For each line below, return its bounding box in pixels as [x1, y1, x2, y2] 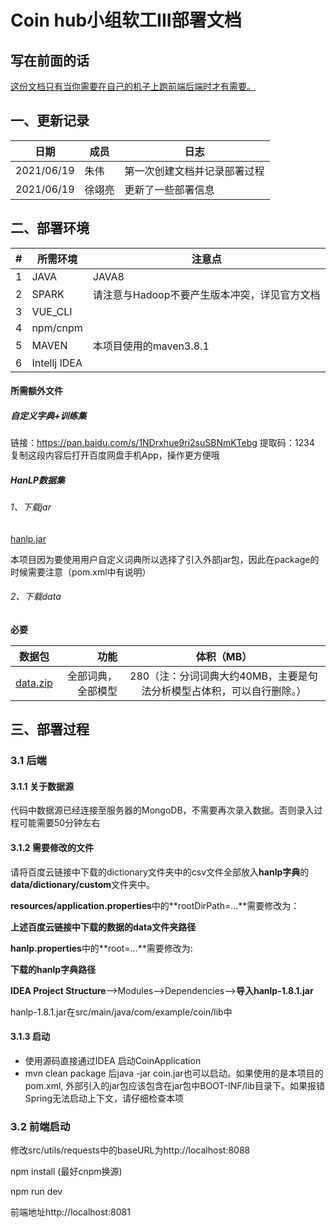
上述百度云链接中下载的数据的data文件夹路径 [10, 921, 197, 933]
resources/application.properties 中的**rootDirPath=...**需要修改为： [10, 899, 300, 911]
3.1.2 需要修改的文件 [10, 842, 94, 854]
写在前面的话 [10, 52, 90, 69]
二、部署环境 [10, 220, 90, 237]
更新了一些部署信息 [124, 182, 215, 196]
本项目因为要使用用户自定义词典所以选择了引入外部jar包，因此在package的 [10, 553, 320, 565]
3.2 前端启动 [10, 1119, 71, 1133]
